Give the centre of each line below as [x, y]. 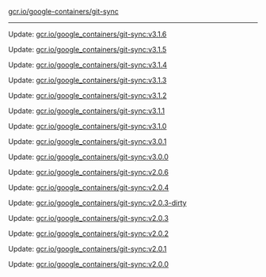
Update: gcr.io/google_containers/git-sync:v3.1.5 [87, 49]
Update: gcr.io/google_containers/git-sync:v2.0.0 [88, 264]
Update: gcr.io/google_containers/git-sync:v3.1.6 [87, 34]
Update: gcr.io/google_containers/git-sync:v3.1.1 [86, 111]
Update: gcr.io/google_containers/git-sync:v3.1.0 [87, 126]
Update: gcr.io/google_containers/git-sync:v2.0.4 [89, 188]
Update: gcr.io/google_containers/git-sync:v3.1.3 [87, 80]
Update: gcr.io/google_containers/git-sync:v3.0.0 [88, 157]
